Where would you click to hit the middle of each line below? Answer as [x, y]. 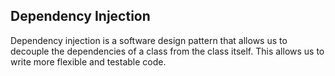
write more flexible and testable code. [88, 61]
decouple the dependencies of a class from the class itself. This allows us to [167, 51]
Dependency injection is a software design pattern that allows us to [149, 40]
